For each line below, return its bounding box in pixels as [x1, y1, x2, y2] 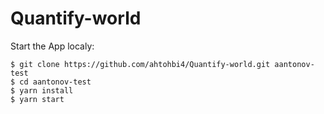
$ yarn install [10, 85, 74, 96]
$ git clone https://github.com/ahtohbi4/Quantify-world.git [10, 59, 271, 69]
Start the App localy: [10, 40, 95, 52]
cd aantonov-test [19, 77, 92, 87]
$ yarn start [10, 94, 65, 104]
